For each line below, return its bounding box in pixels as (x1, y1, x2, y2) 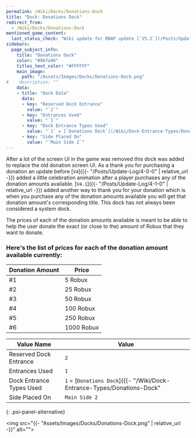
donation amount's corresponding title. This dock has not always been (6, 199, 176, 206)
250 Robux (65, 314, 96, 322)
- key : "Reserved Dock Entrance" (21, 101, 103, 107)
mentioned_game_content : (6, 30, 66, 36)
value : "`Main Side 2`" (27, 139, 85, 145)
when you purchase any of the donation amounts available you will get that (6, 193, 186, 200)
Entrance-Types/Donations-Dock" (65, 384, 161, 392)
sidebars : (6, 42, 30, 47)
